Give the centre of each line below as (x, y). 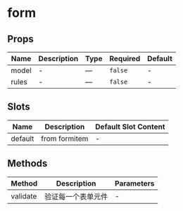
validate (24, 196)
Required (125, 59)
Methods (27, 164)
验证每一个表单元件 (76, 196)
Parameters (135, 183)
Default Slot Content (130, 127)
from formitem (65, 139)
